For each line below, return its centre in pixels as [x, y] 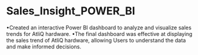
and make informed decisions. [44, 47]
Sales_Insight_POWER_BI [71, 11]
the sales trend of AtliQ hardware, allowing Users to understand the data [96, 40]
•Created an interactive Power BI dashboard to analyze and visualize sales [99, 27]
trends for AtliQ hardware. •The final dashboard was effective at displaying [99, 33]
